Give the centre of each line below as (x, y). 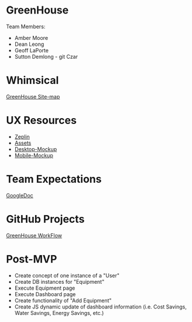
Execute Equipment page (45, 288)
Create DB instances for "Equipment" (59, 281)
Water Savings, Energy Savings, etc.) (59, 313)
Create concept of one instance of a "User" (67, 275)
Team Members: (26, 26)
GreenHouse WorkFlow (34, 235)
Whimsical (32, 80)
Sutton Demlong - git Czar (46, 56)
